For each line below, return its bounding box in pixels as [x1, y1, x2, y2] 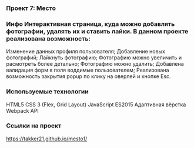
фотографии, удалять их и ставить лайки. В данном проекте [6, 27, 189, 35]
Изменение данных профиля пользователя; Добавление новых [6, 48, 166, 55]
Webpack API [6, 107, 39, 114]
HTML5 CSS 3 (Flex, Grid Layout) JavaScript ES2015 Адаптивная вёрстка [6, 101, 186, 108]
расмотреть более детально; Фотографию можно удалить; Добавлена [6, 60, 184, 68]
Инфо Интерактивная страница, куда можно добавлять [6, 19, 175, 28]
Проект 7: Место [6, 4, 56, 12]
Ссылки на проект [6, 122, 62, 130]
